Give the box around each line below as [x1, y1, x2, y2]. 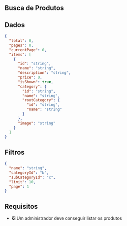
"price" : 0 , [17, 75, 42, 80]
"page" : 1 [9, 184, 29, 189]
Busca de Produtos [4, 4, 64, 12]
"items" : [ [9, 52, 32, 57]
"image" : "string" [17, 121, 56, 126]
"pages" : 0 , [9, 43, 34, 48]
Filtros [4, 148, 25, 157]
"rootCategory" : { [22, 98, 60, 103]
